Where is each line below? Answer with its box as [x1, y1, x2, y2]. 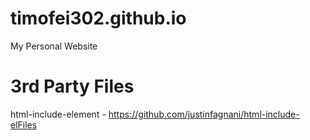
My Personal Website [10, 40, 98, 52]
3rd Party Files [10, 75, 135, 98]
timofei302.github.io [10, 7, 187, 30]
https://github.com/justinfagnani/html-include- [108, 108, 300, 120]
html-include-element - [10, 108, 107, 120]
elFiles [10, 118, 38, 131]
